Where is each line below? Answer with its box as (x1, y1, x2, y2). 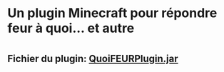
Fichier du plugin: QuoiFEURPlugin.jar (7, 53, 178, 65)
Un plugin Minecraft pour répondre (7, 5, 218, 21)
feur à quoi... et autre (7, 20, 135, 36)
